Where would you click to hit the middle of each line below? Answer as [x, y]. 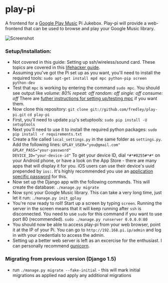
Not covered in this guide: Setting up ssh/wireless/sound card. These [84, 62]
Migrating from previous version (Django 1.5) [61, 259]
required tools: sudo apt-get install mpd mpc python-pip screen [79, 78]
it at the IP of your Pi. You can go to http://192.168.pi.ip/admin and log [87, 230]
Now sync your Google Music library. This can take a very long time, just [87, 193]
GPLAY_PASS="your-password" [41, 151]
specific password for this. [40, 177]
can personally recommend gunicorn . [51, 246]
